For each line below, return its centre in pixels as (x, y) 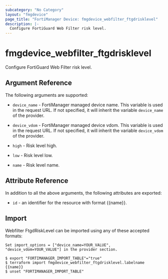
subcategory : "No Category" (35, 10)
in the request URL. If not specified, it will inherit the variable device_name (88, 110)
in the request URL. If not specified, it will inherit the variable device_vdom (88, 130)
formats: (14, 236)
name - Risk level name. (36, 165)
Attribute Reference (37, 181)
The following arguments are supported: (47, 95)
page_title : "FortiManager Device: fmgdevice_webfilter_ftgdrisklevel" (81, 19)
